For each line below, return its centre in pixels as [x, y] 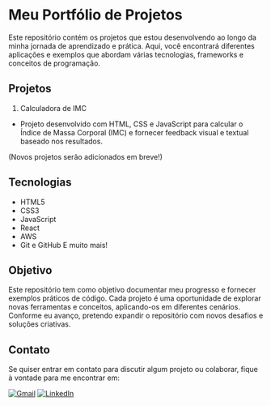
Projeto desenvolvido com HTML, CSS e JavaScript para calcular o [131, 124]
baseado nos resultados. [61, 141]
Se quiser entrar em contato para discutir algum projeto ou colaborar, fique [133, 370]
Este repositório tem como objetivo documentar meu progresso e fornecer [132, 290]
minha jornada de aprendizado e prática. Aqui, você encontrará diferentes [131, 45]
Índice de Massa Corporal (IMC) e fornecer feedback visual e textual [134, 132]
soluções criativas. [40, 324]
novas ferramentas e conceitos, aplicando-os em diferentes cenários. [125, 307]
